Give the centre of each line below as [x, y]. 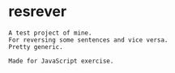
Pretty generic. [36, 47]
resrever [38, 12]
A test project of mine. [50, 33]
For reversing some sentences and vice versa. [88, 40]
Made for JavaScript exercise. [61, 61]
